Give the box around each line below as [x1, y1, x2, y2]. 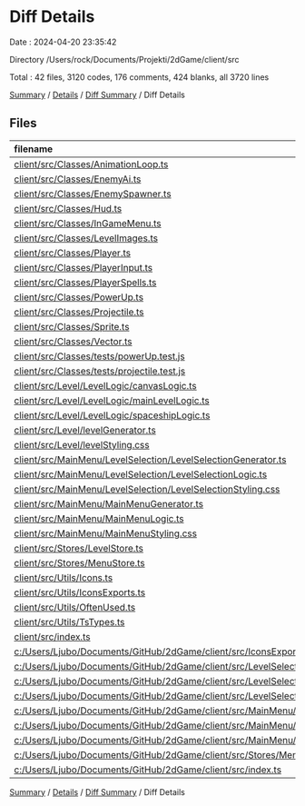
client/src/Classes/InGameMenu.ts [14, 216, 162, 229]
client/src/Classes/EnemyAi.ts [14, 173, 142, 185]
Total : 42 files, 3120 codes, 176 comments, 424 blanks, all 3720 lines [9, 71, 270, 83]
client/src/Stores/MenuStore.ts [14, 556, 145, 569]
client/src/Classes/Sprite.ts [14, 320, 130, 333]
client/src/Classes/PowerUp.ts [14, 291, 143, 303]
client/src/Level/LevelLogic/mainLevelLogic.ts [14, 393, 211, 406]
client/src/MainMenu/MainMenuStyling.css [14, 527, 198, 540]
